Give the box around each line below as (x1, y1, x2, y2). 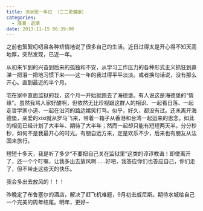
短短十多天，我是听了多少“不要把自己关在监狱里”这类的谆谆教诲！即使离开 (6, 150, 192, 158)
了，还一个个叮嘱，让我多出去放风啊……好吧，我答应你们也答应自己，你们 (6, 158, 190, 165)
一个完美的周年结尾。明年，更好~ (6, 198, 89, 206)
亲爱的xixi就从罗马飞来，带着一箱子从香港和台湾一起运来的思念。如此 (22, 115, 195, 122)
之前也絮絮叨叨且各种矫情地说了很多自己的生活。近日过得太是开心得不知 (6, 43, 186, 50)
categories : (6, 15, 36, 21)
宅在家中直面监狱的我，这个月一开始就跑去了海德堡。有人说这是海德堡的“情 (6, 92, 195, 99)
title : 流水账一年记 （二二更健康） (6, 8, 86, 15)
